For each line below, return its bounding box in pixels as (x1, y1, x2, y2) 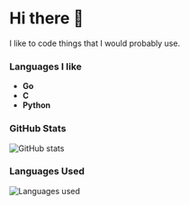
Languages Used (9, 165, 85, 178)
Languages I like (9, 60, 83, 73)
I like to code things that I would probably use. (9, 38, 181, 49)
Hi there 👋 (9, 8, 84, 29)
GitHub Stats (9, 122, 67, 135)
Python (22, 100, 51, 111)
